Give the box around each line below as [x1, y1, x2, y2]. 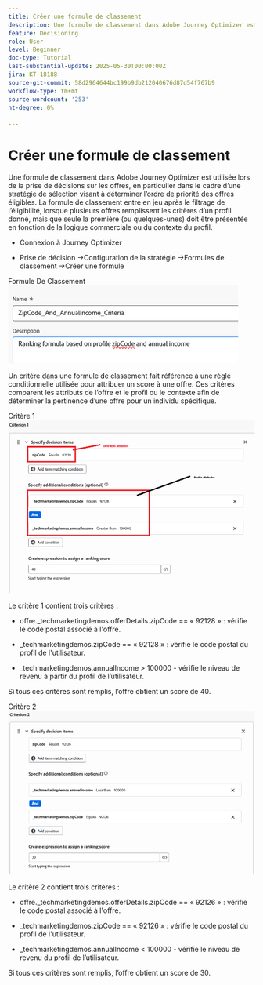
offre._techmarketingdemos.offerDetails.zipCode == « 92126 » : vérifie [19, 897, 248, 907]
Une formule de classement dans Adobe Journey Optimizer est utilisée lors [8, 173, 250, 182]
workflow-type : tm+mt [8, 87, 79, 95]
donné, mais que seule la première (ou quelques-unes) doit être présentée [8, 214, 248, 224]
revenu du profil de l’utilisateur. [19, 953, 120, 962]
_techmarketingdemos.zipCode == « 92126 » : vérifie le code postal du [19, 921, 249, 930]
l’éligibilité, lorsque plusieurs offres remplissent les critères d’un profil [8, 206, 232, 216]
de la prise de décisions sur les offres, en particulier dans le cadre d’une [8, 181, 241, 191]
